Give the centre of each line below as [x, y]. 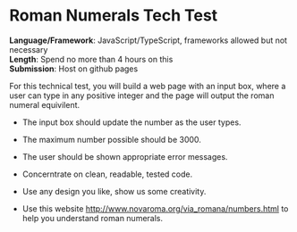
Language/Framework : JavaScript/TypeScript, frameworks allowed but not [148, 40]
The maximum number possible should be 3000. [111, 139]
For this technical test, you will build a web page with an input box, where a [148, 86]
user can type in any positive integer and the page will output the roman [142, 95]
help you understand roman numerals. [93, 218]
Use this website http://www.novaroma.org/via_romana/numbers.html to [155, 208]
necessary [29, 49]
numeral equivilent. [45, 104]
